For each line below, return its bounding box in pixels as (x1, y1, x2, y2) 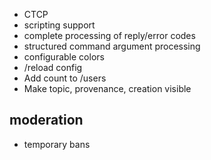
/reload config (23, 62, 83, 73)
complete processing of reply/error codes (23, 30, 196, 41)
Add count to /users (23, 72, 107, 84)
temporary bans (23, 138, 91, 150)
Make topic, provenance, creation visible (23, 83, 192, 94)
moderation (9, 112, 84, 129)
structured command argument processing (23, 40, 201, 52)
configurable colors (23, 51, 105, 63)
